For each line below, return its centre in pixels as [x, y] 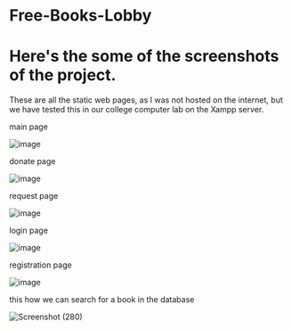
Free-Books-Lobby [81, 16]
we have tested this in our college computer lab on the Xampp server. [137, 110]
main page [29, 127]
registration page [41, 265]
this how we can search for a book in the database [102, 300]
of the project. [63, 75]
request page [34, 196]
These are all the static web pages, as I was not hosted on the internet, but [146, 100]
